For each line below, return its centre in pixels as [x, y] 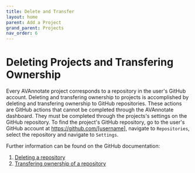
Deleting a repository [40, 157]
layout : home [22, 17]
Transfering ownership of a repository [60, 164]
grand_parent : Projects [35, 28]
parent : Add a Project [34, 22]
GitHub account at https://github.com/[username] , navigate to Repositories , [98, 128]
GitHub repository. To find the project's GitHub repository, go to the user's [95, 122]
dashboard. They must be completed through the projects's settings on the [97, 116]
